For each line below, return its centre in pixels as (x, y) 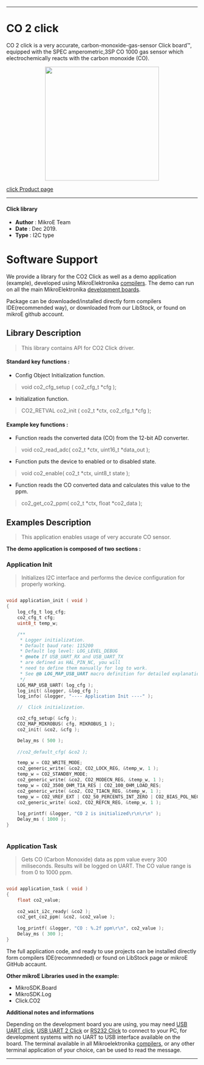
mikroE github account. (36, 314)
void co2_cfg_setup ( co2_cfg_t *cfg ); (69, 387)
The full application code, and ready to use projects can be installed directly (101, 951)
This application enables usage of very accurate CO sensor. (96, 537)
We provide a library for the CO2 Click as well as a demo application (91, 276)
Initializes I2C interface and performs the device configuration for (103, 578)
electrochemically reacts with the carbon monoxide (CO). (78, 58)
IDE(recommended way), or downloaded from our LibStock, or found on (96, 308)
